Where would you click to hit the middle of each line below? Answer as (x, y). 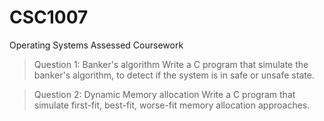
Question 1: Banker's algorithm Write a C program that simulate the (171, 64)
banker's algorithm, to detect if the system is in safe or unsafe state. (174, 75)
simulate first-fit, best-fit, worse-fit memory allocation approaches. (172, 105)
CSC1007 (49, 17)
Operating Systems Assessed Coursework (96, 45)
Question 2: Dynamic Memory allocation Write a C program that (164, 94)
